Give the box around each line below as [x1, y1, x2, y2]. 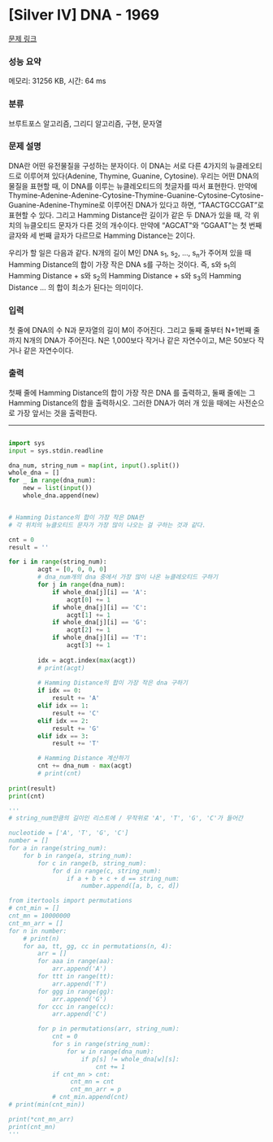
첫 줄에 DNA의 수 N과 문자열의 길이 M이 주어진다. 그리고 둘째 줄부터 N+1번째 [8, 325, 252, 335]
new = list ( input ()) [23, 484, 93, 492]
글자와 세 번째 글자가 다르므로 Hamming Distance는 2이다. [8, 230, 196, 240]
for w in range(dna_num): [66, 1048, 154, 1056]
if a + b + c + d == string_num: [66, 874, 180, 882]
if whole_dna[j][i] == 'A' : [51, 588, 148, 596]
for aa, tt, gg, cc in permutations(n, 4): [23, 942, 173, 950]
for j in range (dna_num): [37, 580, 126, 589]
